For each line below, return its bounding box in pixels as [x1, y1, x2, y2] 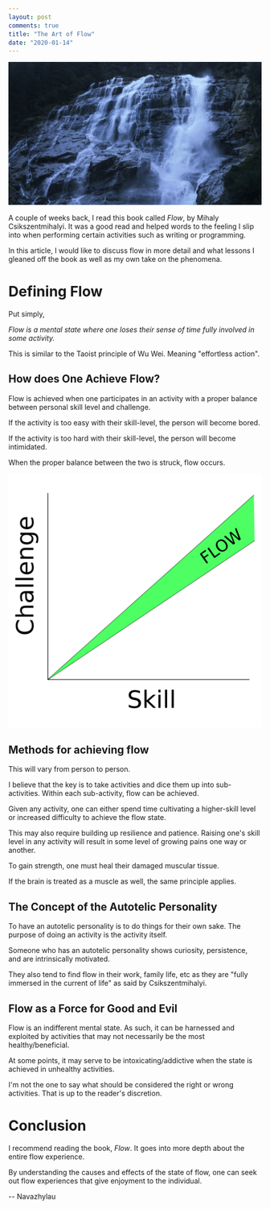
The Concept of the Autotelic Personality [8, 900, 218, 913]
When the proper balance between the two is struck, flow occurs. [8, 458, 226, 467]
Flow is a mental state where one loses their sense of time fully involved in [8, 325, 255, 334]
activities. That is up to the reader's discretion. [8, 1088, 162, 1098]
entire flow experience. [8, 1152, 85, 1161]
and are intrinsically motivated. [8, 954, 110, 964]
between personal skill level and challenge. [8, 402, 151, 412]
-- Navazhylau [8, 1191, 56, 1201]
